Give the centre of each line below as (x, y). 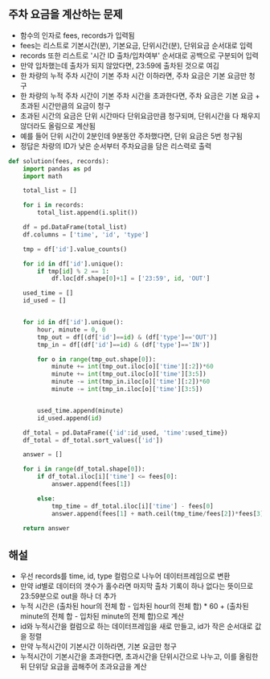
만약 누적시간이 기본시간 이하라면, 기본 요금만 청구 (98, 647)
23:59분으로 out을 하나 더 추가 (68, 596)
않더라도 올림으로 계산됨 (58, 126)
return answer (46, 528)
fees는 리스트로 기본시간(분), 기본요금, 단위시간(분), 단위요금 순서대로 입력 (136, 45)
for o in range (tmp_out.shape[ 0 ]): (97, 359)
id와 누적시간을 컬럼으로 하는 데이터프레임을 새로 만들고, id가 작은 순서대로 (136, 627)
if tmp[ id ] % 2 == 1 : (74, 271)
